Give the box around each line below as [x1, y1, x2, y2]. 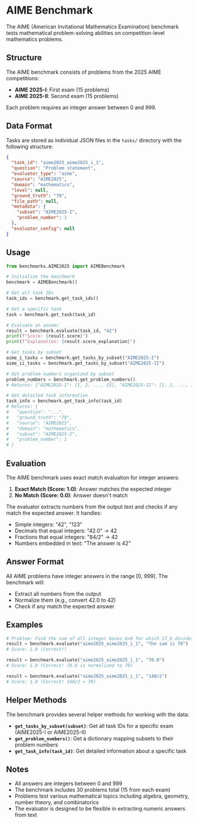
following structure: [6, 143, 54, 150]
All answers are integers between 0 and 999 [14, 780, 123, 787]
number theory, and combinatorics [14, 799, 99, 806]
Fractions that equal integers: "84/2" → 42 [14, 533, 118, 540]
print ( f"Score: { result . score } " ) [6, 333, 88, 339]
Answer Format [6, 557, 64, 567]
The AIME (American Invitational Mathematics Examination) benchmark [6, 23, 179, 30]
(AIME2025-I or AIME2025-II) [14, 729, 87, 736]
